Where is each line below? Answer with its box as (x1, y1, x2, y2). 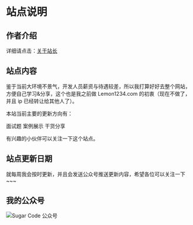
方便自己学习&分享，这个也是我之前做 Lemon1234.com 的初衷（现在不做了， (6, 90, 191, 97)
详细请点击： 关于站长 (6, 48, 57, 54)
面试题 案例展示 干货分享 (6, 122, 66, 129)
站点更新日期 (6, 154, 53, 164)
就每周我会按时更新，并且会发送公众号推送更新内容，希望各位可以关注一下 (6, 170, 185, 177)
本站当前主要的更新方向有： (6, 110, 73, 117)
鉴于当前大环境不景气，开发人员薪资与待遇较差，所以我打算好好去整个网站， (6, 83, 191, 90)
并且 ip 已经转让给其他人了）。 (6, 98, 78, 105)
